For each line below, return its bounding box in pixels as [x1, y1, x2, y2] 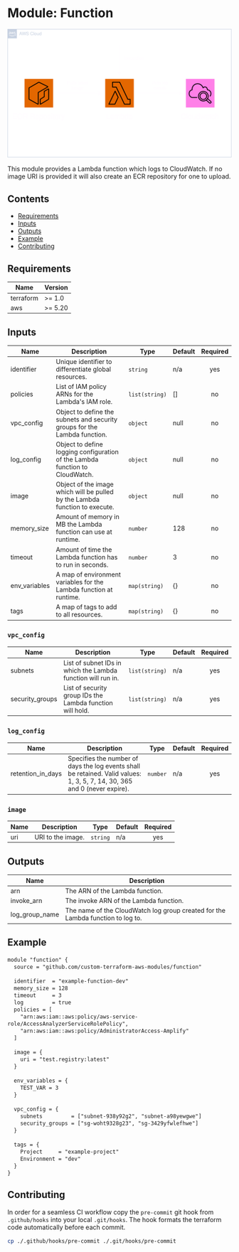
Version [44, 283, 68, 292]
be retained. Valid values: [68, 769, 142, 778]
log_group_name [10, 910, 60, 919]
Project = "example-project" [20, 1148, 119, 1155]
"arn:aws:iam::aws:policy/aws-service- [20, 1013, 139, 1020]
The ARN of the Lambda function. [65, 887, 164, 895]
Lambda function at [55, 585, 113, 594]
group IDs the [63, 691, 103, 700]
